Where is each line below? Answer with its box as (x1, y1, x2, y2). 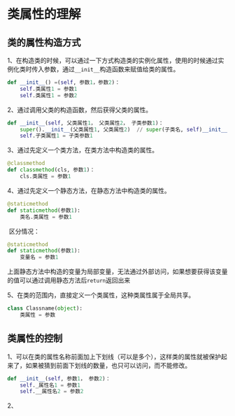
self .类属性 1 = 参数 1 (20, 85, 78, 92)
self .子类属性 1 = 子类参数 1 (20, 132, 93, 140)
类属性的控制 (7, 333, 63, 345)
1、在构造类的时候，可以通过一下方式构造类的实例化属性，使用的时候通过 (7, 57, 218, 64)
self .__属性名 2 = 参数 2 (20, 388, 84, 395)
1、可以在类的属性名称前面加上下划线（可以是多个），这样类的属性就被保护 (7, 352, 222, 361)
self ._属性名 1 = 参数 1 (20, 382, 80, 389)
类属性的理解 (7, 6, 82, 22)
